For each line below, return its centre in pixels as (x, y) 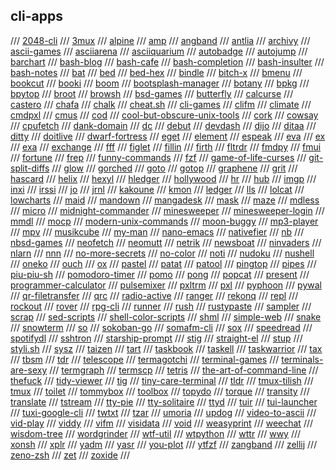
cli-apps (36, 16)
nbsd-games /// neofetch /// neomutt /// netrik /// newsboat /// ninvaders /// (166, 242)
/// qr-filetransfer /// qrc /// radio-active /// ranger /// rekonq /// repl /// (154, 295)
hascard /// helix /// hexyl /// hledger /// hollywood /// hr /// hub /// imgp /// (163, 178)
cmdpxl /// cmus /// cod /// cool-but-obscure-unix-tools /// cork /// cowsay (164, 115)
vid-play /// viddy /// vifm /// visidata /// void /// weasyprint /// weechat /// (162, 423)
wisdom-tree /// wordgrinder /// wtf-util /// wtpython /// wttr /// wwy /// (156, 433)
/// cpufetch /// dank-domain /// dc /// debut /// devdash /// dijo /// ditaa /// (163, 125)
